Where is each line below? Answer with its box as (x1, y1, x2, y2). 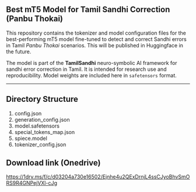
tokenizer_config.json (14, 140, 66, 148)
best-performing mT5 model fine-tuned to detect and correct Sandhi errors (6, 35, 187, 43)
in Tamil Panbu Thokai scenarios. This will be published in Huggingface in (6, 42, 184, 49)
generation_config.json (14, 116, 70, 123)
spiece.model (14, 135, 48, 142)
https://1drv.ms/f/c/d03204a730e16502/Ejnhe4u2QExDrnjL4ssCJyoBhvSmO (6, 173, 190, 180)
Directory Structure (6, 94, 79, 104)
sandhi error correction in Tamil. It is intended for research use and (6, 66, 167, 73)
